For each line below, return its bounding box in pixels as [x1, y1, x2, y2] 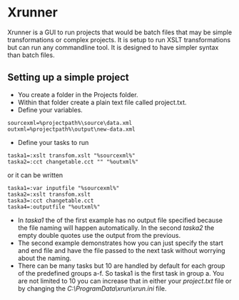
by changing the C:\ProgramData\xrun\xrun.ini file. [17, 284, 167, 293]
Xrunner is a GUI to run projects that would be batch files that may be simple [7, 28, 233, 36]
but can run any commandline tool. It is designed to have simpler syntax [7, 43, 219, 51]
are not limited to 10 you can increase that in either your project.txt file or [17, 276, 232, 285]
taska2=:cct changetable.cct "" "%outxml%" [7, 158, 139, 165]
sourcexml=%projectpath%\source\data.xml [7, 119, 133, 126]
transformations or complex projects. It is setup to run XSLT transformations [7, 35, 230, 44]
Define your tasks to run [17, 138, 89, 146]
